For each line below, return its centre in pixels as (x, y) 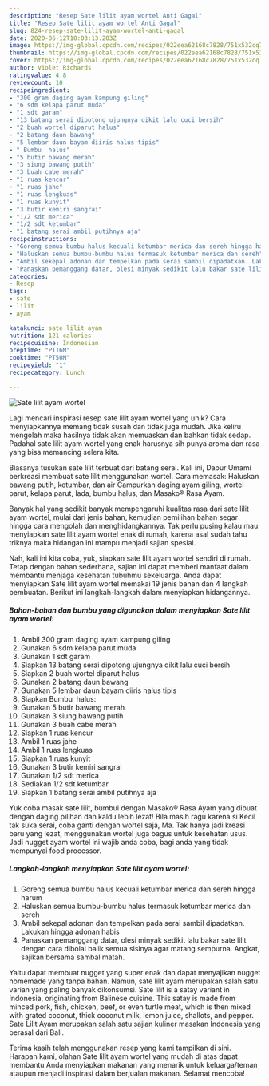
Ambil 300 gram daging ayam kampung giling (95, 639)
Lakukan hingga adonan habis (70, 931)
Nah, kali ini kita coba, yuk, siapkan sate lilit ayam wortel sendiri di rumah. (130, 558)
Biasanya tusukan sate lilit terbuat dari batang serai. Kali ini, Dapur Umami (131, 467)
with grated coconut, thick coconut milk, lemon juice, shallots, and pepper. (132, 1015)
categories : (29, 276)
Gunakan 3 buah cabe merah (68, 724)
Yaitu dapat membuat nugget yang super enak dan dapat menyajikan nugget (135, 972)
